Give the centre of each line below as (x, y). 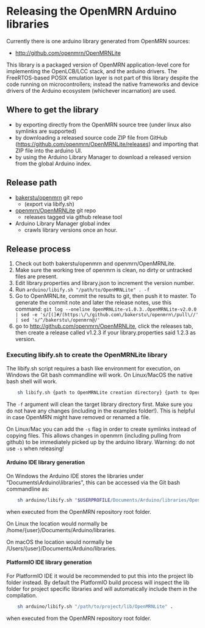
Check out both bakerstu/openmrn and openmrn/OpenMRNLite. (95, 264)
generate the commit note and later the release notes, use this (93, 303)
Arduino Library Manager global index (63, 223)
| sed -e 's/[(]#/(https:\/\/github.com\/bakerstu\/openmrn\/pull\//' (107, 315)
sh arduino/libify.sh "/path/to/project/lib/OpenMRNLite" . (95, 606)
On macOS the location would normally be (59, 542)
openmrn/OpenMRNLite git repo (56, 210)
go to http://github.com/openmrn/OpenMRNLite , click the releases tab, (104, 326)
